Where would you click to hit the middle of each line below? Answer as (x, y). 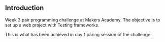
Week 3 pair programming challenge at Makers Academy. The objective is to (83, 20)
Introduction (25, 8)
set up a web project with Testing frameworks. (52, 25)
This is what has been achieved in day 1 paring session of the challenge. (78, 34)
